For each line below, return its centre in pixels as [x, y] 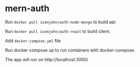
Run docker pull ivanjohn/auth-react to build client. [58, 31]
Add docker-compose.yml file [33, 41]
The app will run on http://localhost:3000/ [47, 59]
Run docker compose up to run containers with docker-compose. [70, 50]
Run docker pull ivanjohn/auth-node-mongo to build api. [61, 22]
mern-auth [27, 8]
